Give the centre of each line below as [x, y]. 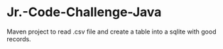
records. [19, 38]
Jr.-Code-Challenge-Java [84, 12]
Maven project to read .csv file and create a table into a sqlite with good [111, 31]
